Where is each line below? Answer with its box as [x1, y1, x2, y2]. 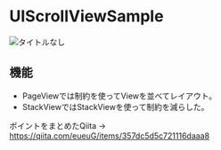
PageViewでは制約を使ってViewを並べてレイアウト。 [21, 91, 217, 101]
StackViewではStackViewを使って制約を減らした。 [21, 101, 209, 112]
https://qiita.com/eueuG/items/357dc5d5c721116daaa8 [9, 130, 210, 141]
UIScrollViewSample [9, 6, 164, 27]
